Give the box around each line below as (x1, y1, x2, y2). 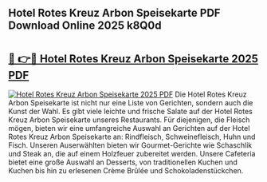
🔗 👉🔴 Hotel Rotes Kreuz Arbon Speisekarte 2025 (8, 52, 259, 65)
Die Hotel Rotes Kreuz (175, 89, 247, 99)
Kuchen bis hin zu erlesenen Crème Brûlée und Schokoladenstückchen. (8, 166, 244, 175)
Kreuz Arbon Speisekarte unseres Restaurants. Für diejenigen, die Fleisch (8, 115, 250, 125)
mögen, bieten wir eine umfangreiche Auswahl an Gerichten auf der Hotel (8, 124, 250, 133)
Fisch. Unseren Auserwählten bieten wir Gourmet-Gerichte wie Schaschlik (8, 140, 253, 150)
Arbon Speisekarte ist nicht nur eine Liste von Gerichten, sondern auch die (8, 98, 253, 107)
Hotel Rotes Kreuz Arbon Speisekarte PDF (8, 6, 221, 20)
